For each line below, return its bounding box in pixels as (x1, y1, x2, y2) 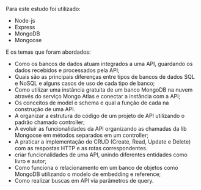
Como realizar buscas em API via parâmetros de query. (14, 177, 154, 184)
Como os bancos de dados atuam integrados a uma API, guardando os (14, 60, 193, 67)
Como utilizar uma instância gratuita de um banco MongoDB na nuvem (14, 86, 193, 93)
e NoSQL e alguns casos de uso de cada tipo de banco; (14, 79, 155, 87)
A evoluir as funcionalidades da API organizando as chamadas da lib (14, 125, 187, 132)
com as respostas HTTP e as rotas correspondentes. (14, 145, 148, 152)
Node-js (14, 17, 35, 24)
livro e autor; (14, 158, 47, 164)
